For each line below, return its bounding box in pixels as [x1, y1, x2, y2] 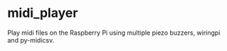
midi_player [7, 5, 78, 21]
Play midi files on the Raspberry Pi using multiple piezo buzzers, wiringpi [7, 28, 221, 37]
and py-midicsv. [7, 35, 55, 44]
